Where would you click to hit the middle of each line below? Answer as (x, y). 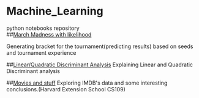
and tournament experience (41, 52)
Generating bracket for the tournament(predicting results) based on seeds (100, 46)
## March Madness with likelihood (49, 34)
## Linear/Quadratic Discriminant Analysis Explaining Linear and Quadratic (100, 65)
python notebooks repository (43, 28)
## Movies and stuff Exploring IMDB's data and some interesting (87, 83)
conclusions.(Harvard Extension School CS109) (66, 89)
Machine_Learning (55, 11)
